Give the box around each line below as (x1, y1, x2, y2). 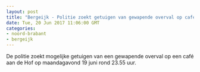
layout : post (6, 8, 39, 15)
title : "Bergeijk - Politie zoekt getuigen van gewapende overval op (6, 14, 183, 20)
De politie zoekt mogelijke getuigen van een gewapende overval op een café (6, 53, 194, 60)
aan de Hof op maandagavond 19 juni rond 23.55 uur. (6, 59, 137, 66)
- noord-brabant (6, 31, 46, 37)
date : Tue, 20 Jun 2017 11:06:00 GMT (6, 20, 100, 26)
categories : (6, 25, 36, 32)
